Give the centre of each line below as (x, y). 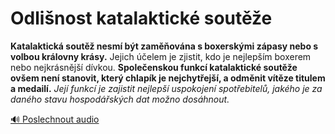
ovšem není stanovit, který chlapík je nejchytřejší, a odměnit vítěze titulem (168, 78)
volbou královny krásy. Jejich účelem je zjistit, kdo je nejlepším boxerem (161, 56)
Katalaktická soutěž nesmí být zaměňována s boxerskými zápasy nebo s (164, 46)
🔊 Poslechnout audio (55, 119)
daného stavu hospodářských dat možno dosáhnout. (120, 99)
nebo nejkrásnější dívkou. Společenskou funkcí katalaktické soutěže (154, 67)
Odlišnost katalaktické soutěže (141, 18)
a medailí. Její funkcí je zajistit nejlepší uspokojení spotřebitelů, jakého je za (166, 88)
